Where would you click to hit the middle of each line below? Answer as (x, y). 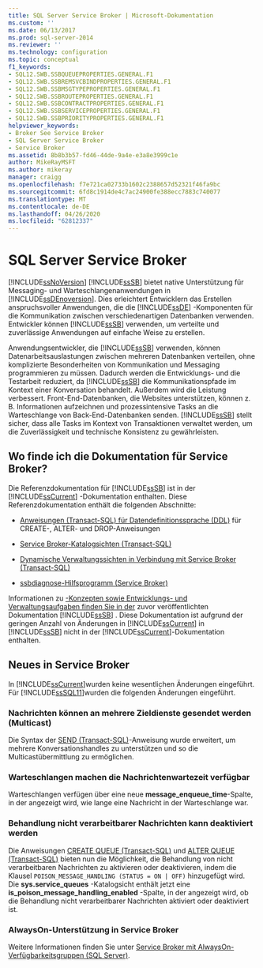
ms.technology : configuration (58, 52)
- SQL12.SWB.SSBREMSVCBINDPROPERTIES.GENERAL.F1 (90, 81)
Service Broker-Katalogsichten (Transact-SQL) (96, 544)
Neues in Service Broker (69, 665)
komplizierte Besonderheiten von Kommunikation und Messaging (114, 365)
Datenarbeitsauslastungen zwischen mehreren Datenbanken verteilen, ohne (131, 356)
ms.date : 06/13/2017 (42, 30)
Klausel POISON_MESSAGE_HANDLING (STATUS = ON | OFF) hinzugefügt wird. (127, 876)
